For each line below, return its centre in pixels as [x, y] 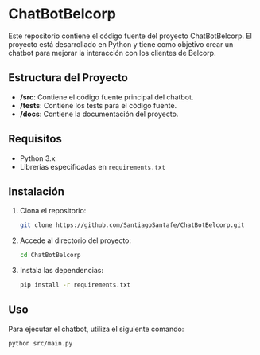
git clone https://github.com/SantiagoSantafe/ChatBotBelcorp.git [132, 225]
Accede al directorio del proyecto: [76, 240]
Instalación [37, 191]
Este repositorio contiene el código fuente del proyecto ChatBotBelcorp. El [130, 36]
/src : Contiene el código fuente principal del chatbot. [107, 97]
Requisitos [35, 139]
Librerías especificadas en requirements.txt [92, 166]
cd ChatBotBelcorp [50, 256]
